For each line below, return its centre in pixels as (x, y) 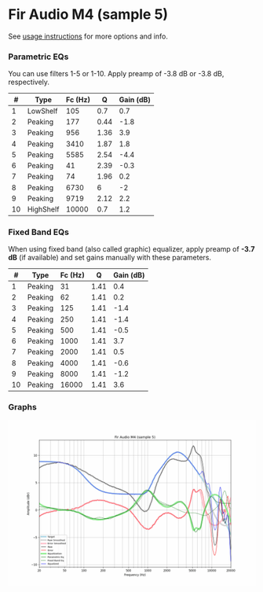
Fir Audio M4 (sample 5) (88, 15)
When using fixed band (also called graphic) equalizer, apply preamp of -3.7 (131, 249)
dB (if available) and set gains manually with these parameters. (110, 258)
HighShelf (43, 209)
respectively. (29, 82)
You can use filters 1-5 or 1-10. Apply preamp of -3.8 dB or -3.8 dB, (116, 74)
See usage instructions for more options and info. (88, 36)
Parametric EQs (38, 57)
